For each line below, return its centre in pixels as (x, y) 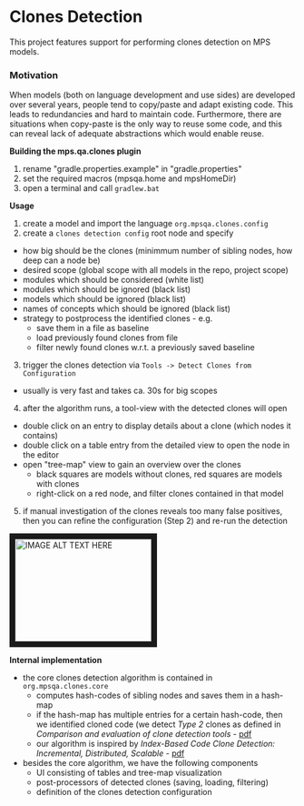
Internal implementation (56, 660)
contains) (40, 436)
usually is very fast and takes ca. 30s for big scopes (120, 391)
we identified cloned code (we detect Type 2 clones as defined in (158, 724)
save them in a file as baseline (93, 328)
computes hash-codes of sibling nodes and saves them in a (148, 695)
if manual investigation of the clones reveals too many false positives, (152, 511)
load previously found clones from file (107, 338)
